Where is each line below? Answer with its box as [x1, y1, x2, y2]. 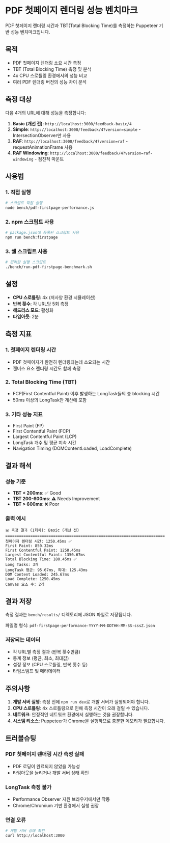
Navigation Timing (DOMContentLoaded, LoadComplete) [12, 445, 132, 451]
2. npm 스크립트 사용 [5, 218, 54, 225]
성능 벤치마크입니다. [10, 29, 50, 35]
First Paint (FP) [12, 423, 44, 429]
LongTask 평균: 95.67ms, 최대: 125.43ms [5, 567, 88, 573]
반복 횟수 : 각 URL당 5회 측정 [12, 301, 69, 307]
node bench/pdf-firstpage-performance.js [5, 205, 95, 210]
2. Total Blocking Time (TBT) [5, 378, 77, 385]
